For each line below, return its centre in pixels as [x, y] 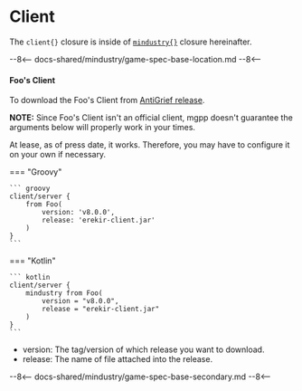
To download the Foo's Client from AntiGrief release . [107, 100]
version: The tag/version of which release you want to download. [143, 349]
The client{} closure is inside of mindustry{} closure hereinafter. [131, 42]
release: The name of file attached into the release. [118, 359]
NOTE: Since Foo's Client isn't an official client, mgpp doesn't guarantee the [151, 118]
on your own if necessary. [58, 155]
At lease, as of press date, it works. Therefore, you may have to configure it [150, 145]
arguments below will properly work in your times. [103, 128]
